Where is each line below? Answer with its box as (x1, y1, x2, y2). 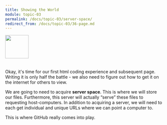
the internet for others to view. (5, 79, 67, 85)
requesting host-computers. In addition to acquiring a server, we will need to (5, 100, 163, 106)
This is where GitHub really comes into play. (5, 115, 96, 121)
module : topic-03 (5, 12, 41, 17)
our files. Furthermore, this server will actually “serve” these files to (5, 94, 144, 100)
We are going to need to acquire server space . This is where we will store (5, 89, 157, 95)
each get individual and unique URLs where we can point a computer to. (5, 105, 154, 111)
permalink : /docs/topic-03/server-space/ (5, 16, 93, 21)
